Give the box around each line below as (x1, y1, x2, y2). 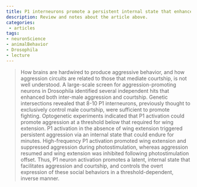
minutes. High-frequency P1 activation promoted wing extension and (20, 137, 186, 144)
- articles (8, 25, 35, 31)
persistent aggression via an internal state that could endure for (20, 131, 174, 138)
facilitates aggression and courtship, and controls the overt (20, 162, 164, 169)
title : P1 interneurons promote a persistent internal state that (6, 8, 172, 15)
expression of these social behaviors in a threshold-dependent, (20, 168, 174, 175)
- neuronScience (6, 36, 46, 42)
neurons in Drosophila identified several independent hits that (20, 87, 169, 94)
